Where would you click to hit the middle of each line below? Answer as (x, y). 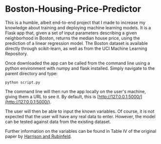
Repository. (17, 53)
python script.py (23, 82)
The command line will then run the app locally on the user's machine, (76, 91)
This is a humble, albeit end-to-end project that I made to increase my (75, 22)
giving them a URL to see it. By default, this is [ (52, 97)
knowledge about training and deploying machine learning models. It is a (78, 27)
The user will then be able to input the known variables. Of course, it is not (80, 111)
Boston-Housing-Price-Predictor (73, 9)
